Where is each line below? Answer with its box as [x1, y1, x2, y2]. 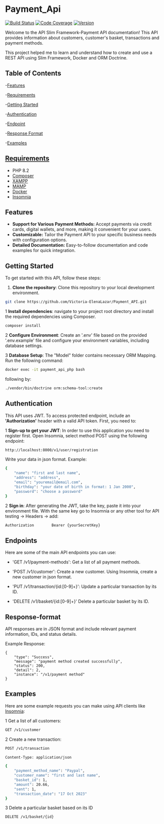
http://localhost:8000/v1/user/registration [5, 447, 98, 453]
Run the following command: [5, 358, 63, 363]
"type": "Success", [14, 655, 54, 660]
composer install [5, 323, 41, 328]
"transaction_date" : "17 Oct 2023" [14, 791, 87, 796]
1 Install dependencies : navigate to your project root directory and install [5, 309, 154, 314]
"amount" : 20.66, [14, 782, 50, 787]
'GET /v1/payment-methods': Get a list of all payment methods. [12, 559, 141, 565]
